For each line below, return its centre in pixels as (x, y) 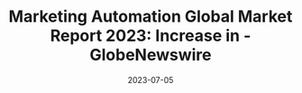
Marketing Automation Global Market (151, 17)
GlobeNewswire (150, 55)
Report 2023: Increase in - (151, 36)
